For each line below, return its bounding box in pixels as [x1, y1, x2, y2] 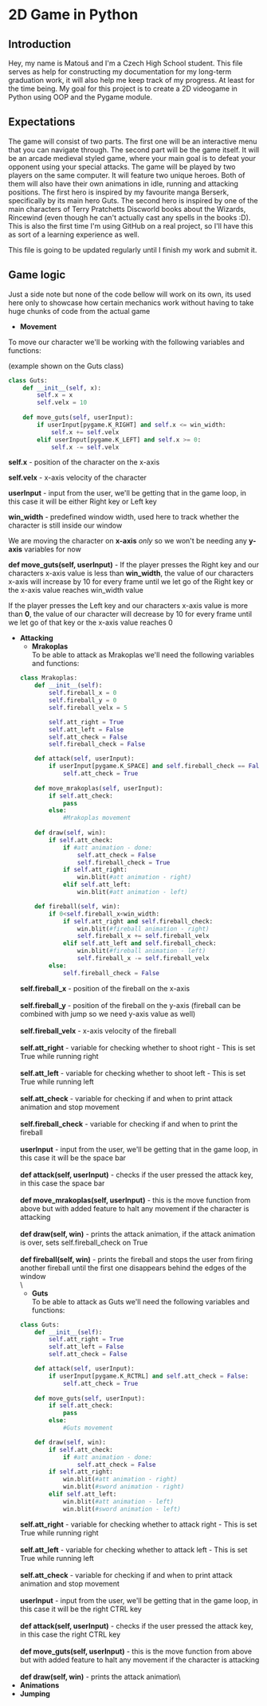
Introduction [8, 37, 72, 51]
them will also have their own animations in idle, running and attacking [8, 178, 239, 188]
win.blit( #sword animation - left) [62, 1504, 181, 1513]
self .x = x [37, 391, 73, 399]
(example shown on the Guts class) [8, 361, 124, 371]
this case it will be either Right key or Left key [8, 496, 157, 507]
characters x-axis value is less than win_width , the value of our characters [8, 568, 253, 578]
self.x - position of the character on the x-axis [8, 457, 160, 467]
